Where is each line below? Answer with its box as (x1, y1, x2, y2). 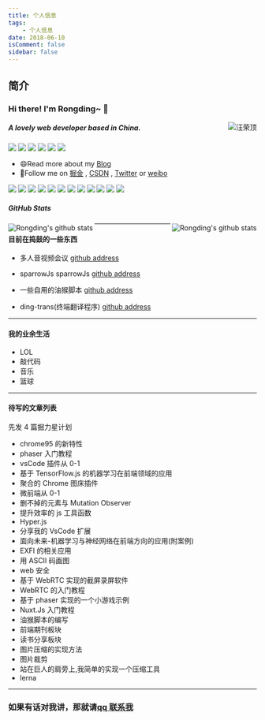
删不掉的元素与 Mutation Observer (19, 498, 132, 507)
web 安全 (19, 565, 50, 575)
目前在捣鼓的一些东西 (8, 234, 77, 244)
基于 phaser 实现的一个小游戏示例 (19, 595, 130, 604)
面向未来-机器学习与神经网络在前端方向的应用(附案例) (19, 535, 195, 545)
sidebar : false (8, 48, 58, 56)
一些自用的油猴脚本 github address (19, 285, 133, 295)
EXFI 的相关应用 (19, 546, 72, 555)
